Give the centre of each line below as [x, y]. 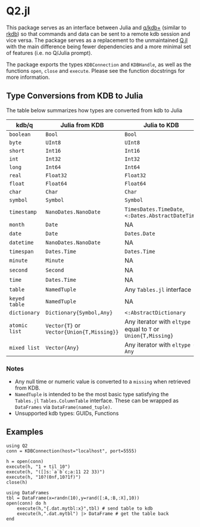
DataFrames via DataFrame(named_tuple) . [63, 407]
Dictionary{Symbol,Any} [79, 312]
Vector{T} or [63, 325]
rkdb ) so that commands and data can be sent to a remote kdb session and [98, 33]
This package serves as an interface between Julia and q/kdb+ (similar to [96, 27]
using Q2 [17, 446]
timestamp [23, 212]
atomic [18, 325]
